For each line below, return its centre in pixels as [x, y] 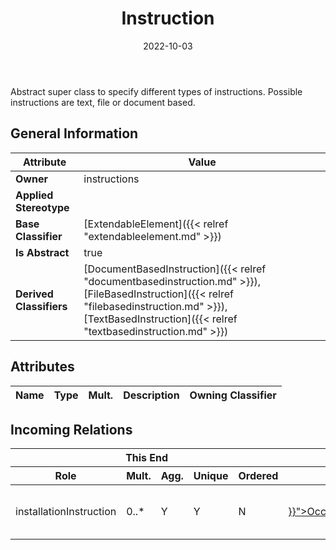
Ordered [258, 476]
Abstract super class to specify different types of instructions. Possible [156, 91]
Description [151, 395]
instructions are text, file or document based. [103, 102]
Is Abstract [42, 252]
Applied [34, 195]
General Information [74, 133]
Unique [211, 476]
